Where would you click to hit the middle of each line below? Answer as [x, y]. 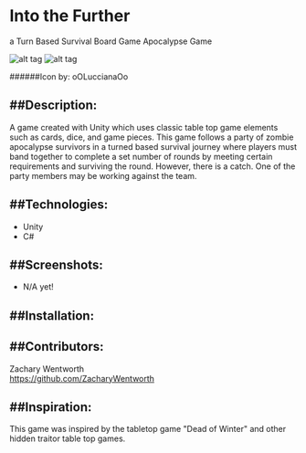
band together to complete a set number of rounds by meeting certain [141, 156]
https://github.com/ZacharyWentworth [82, 378]
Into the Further [70, 16]
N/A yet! [38, 287]
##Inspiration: [51, 407]
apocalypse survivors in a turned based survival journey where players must [153, 146]
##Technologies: [59, 205]
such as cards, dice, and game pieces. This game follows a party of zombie [152, 137]
